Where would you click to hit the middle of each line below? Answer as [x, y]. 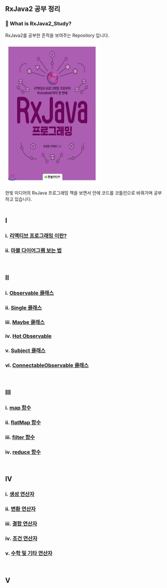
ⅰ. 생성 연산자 [20, 494]
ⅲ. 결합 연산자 [21, 524]
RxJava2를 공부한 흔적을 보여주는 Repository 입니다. [57, 35]
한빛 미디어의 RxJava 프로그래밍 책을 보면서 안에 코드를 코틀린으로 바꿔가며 [79, 193]
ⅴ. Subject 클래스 [26, 351]
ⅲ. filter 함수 [20, 437]
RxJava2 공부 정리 [33, 9]
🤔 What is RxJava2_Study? [38, 24]
